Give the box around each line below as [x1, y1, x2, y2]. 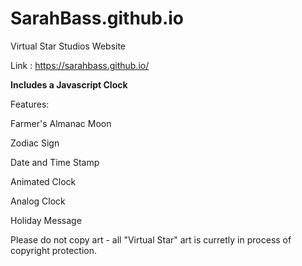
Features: [10, 98, 50, 110]
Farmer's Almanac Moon [10, 117, 112, 129]
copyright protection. [10, 244, 98, 256]
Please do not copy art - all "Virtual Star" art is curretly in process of [10, 233, 292, 246]
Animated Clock [10, 175, 77, 187]
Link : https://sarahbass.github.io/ [10, 59, 150, 71]
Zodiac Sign [10, 137, 60, 149]
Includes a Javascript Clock [10, 78, 128, 91]
